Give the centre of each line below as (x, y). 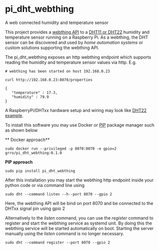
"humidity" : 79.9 (30, 97)
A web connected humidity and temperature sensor (57, 23)
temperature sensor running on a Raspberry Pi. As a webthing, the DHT (77, 37)
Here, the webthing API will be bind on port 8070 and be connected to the (79, 203)
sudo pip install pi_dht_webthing (40, 171)
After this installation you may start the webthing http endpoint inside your (79, 180)
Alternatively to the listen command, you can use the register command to (79, 218)
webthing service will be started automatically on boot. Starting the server (79, 228)
